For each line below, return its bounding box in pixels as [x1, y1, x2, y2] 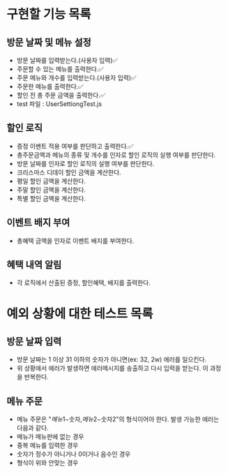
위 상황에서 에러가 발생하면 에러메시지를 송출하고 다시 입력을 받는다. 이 [16, 364, 208, 373]
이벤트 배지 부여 [6, 217, 70, 229]
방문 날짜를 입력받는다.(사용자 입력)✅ [16, 57, 118, 64]
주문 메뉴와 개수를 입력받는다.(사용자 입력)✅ [16, 74, 137, 82]
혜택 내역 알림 [6, 259, 62, 271]
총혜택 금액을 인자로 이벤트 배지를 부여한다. [16, 236, 135, 245]
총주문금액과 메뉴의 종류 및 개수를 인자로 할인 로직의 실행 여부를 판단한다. [16, 151, 216, 159]
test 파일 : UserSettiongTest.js [16, 100, 102, 108]
